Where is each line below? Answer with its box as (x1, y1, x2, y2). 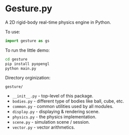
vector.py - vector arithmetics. (12, 124, 75, 131)
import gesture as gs (5, 38, 50, 43)
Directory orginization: (5, 75, 51, 81)
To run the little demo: (5, 47, 50, 53)
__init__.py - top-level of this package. (12, 93, 94, 99)
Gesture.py (5, 3, 52, 14)
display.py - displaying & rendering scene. (12, 109, 100, 115)
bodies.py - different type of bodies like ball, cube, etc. (12, 98, 125, 104)
